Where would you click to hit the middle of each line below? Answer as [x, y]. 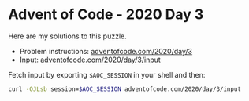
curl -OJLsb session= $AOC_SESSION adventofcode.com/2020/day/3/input [125, 89]
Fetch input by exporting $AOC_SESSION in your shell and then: [107, 74]
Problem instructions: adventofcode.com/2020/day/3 [106, 51]
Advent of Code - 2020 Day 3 [106, 14]
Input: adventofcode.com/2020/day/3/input [90, 60]
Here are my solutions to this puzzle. [68, 36]
